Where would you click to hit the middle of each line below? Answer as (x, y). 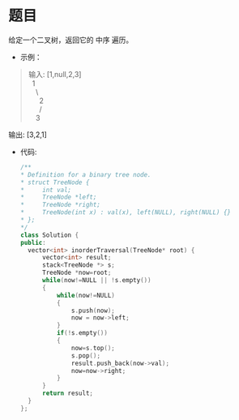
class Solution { (49, 235)
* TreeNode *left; (58, 197)
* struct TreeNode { (55, 182)
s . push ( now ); (93, 311)
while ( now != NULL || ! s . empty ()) (96, 281)
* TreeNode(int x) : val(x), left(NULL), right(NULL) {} (126, 212)
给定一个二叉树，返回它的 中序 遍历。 (71, 40)
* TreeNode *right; (60, 205)
